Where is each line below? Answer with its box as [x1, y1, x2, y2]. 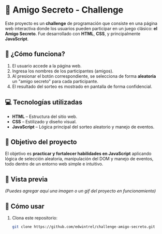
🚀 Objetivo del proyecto [5, 138, 77, 146]
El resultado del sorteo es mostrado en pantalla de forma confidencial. [12, 84, 152, 89]
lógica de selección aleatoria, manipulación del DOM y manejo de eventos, [5, 156, 154, 162]
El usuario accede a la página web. [12, 63, 82, 68]
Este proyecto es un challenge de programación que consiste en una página [5, 20, 158, 26]
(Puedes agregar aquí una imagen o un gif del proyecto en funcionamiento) [5, 188, 156, 194]
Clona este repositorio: [12, 215, 58, 220]
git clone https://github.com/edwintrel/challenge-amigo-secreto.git [12, 224, 156, 229]
